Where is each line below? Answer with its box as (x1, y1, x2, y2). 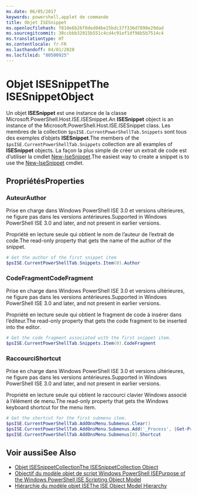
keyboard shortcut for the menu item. (6, 404, 97, 411)
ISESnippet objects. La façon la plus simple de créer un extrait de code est (6, 147, 187, 154)
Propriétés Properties (6, 176, 85, 186)
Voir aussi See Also (6, 448, 76, 458)
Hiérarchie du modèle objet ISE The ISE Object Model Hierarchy (14, 482, 167, 489)
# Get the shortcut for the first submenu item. (6, 415, 127, 421)
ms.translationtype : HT (6, 36, 64, 42)
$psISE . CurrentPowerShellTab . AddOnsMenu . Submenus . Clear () (6, 421, 151, 427)
